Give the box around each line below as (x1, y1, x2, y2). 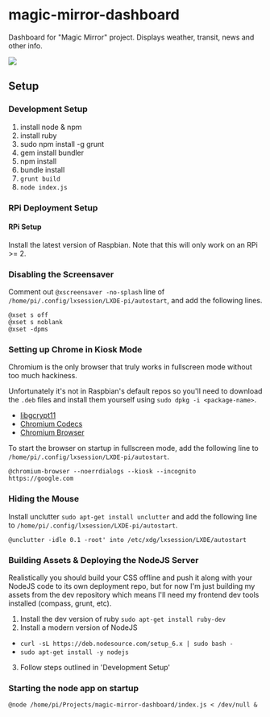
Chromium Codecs (19, 419, 83, 429)
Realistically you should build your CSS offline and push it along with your (8, 573, 252, 582)
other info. (8, 40, 43, 50)
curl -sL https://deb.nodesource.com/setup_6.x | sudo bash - (19, 640, 234, 648)
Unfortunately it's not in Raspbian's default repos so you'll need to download (8, 386, 263, 396)
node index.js (19, 183, 68, 191)
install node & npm (19, 122, 82, 131)
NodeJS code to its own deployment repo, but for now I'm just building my (8, 581, 255, 590)
